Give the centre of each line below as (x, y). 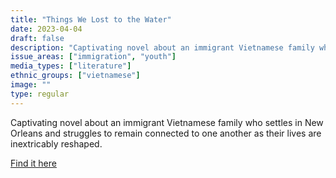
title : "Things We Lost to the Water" (91, 19)
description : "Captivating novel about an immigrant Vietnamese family (162, 47)
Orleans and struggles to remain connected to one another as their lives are (166, 133)
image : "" (31, 85)
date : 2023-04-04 (46, 29)
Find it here (33, 163)
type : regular (40, 94)
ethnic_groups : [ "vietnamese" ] (75, 76)
